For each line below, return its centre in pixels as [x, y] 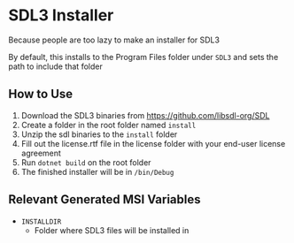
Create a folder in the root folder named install [108, 125]
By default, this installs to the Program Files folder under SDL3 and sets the [143, 57]
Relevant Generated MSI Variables [104, 200]
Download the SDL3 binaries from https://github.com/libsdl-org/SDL [145, 115]
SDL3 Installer [61, 15]
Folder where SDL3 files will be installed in [112, 230]
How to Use [41, 94]
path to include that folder [55, 66]
